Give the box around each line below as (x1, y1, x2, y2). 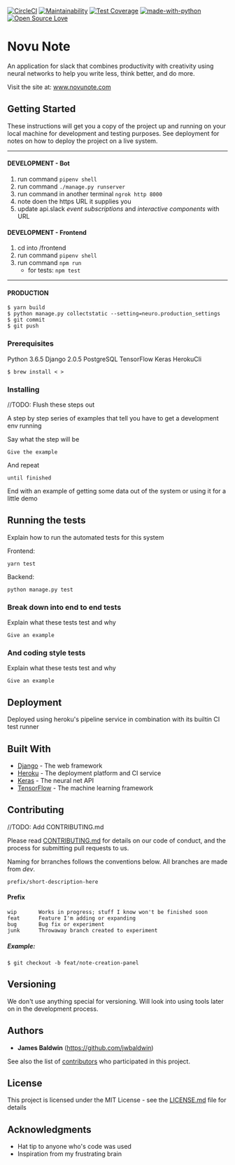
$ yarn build (7, 304, 45, 311)
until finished (7, 474, 52, 482)
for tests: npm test (27, 266, 81, 275)
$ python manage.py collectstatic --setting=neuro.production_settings (7, 311, 220, 318)
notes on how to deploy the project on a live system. (7, 137, 158, 145)
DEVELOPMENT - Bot (7, 159, 70, 168)
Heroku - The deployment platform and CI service (17, 768, 162, 777)
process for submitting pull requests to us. (7, 843, 129, 852)
